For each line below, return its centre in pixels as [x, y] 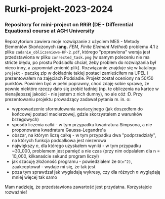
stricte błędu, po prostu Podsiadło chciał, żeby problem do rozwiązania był [81, 62]
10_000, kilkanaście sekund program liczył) [55, 156]
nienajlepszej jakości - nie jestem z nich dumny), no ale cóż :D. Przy [74, 94]
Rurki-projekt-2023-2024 [59, 9]
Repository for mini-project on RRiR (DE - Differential [69, 25]
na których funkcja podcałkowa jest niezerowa [59, 141]
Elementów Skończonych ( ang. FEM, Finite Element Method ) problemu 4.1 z [82, 47]
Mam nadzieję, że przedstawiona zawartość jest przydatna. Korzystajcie [78, 187]
